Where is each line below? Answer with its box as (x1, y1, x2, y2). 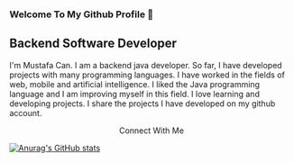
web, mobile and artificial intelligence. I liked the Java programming (9, 78, 260, 89)
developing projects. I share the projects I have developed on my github (9, 98, 276, 109)
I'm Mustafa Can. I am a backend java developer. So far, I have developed (9, 59, 282, 70)
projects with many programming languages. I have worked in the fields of (9, 69, 286, 80)
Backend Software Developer (9, 36, 178, 51)
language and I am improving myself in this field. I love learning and (9, 88, 260, 99)
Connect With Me (118, 125, 185, 136)
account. (9, 107, 42, 118)
